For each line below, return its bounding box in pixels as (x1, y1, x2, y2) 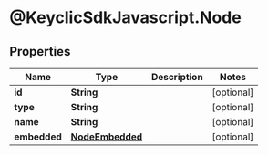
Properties (9, 44, 71, 59)
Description (150, 71, 203, 83)
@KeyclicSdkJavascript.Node (9, 7, 242, 28)
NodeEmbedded (70, 130, 143, 143)
